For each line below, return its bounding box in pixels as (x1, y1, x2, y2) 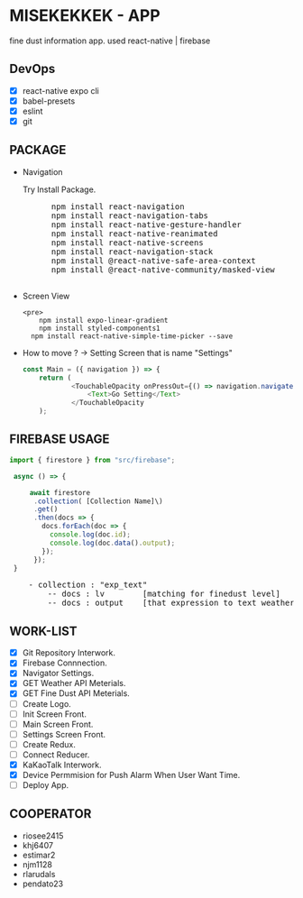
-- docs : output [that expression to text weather (47, 598, 295, 609)
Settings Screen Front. (22, 728, 106, 739)
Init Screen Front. (22, 709, 87, 719)
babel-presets (22, 96, 76, 106)
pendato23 (22, 878, 64, 889)
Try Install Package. (22, 184, 96, 195)
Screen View (22, 290, 70, 301)
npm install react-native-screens (50, 237, 205, 248)
